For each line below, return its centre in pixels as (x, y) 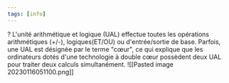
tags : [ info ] (27, 14)
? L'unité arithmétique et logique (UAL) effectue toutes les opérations (108, 34)
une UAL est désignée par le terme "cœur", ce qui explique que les (105, 49)
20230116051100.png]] (41, 72)
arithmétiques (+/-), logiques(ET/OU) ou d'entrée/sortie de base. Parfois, (114, 41)
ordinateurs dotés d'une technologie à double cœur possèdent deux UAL (114, 57)
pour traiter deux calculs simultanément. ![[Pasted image (91, 64)
